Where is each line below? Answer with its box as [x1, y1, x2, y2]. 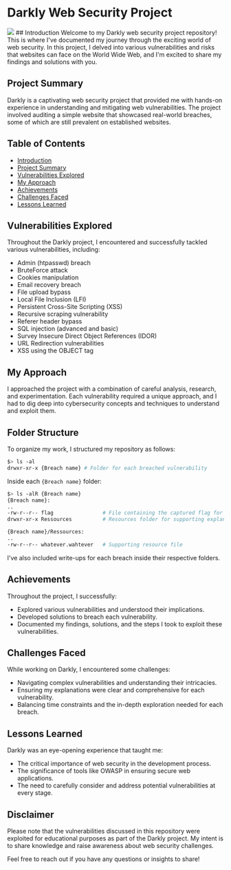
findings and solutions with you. [7, 57, 98, 66]
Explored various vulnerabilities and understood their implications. [16, 605, 205, 613]
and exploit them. [7, 407, 56, 415]
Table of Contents [7, 138, 86, 149]
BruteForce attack [16, 266, 68, 275]
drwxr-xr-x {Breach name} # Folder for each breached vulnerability [7, 465, 208, 471]
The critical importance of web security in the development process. [16, 759, 212, 768]
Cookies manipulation [16, 273, 79, 282]
